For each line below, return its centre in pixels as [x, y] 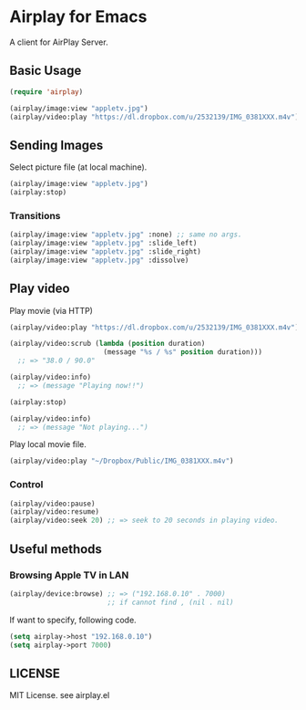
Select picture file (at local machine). [78, 167]
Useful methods [56, 549]
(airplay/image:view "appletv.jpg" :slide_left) [103, 244]
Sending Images [56, 145]
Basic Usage [46, 71]
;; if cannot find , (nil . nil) [170, 602]
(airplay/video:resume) [55, 512]
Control [26, 485]
